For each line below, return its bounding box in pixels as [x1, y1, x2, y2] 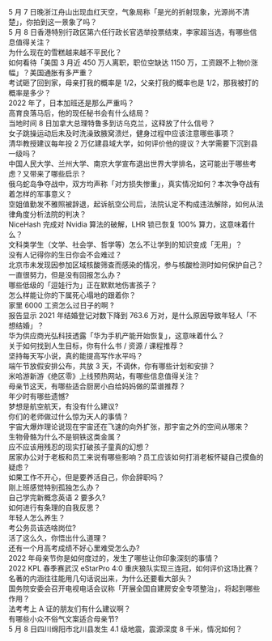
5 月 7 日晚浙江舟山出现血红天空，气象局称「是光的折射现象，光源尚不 [8, 7, 243, 16]
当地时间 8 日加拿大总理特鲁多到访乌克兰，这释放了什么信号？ [8, 118, 216, 128]
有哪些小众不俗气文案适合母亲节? [8, 614, 119, 623]
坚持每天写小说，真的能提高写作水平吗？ [8, 351, 143, 360]
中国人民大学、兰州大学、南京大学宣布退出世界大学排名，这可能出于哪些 [8, 159, 249, 168]
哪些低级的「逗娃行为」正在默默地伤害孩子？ [8, 280, 158, 290]
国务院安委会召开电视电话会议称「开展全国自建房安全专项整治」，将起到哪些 [8, 584, 261, 593]
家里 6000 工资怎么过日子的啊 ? [8, 300, 115, 310]
